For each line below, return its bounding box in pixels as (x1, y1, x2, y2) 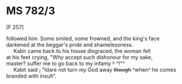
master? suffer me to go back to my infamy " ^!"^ (6, 60, 126, 67)
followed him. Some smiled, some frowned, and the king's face (6, 35, 160, 42)
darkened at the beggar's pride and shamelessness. (6, 41, 133, 48)
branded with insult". (6, 72, 57, 79)
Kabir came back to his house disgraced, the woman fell (13, 47, 151, 54)
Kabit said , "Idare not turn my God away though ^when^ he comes (13, 66, 177, 73)
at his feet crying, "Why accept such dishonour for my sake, (6, 53, 153, 61)
